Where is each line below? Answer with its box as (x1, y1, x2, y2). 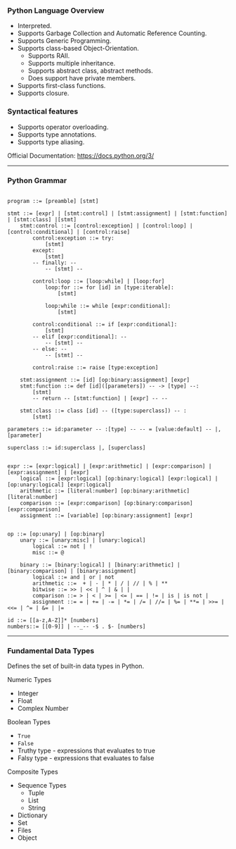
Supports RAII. (27, 51, 70, 60)
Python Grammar (7, 175, 67, 185)
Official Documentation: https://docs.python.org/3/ (7, 151, 155, 160)
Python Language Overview (7, 6, 105, 16)
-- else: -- (32, 345, 68, 352)
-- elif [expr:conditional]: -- (32, 333, 128, 340)
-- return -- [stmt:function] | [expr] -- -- (32, 395, 169, 402)
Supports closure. (17, 89, 70, 97)
